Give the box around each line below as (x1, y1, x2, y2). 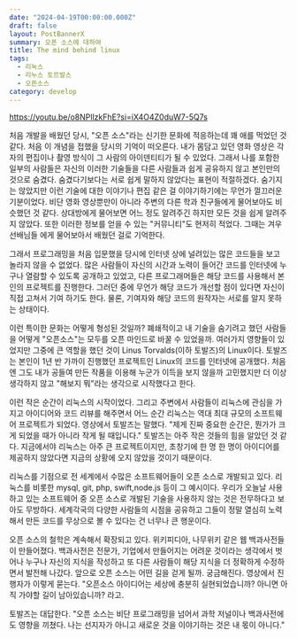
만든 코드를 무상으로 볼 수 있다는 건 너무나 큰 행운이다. (25, 515, 212, 525)
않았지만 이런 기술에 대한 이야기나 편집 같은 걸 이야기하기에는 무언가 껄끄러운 (18, 185, 283, 196)
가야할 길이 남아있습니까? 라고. (18, 589, 125, 600)
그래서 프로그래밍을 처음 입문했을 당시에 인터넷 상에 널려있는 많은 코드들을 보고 (9, 248, 281, 259)
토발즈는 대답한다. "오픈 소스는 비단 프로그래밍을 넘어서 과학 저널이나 (9, 608, 247, 619)
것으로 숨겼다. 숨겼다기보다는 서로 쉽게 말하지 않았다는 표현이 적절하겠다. (9, 174, 259, 184)
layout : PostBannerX (9, 29, 86, 38)
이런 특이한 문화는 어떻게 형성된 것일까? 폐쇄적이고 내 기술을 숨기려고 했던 (9, 323, 263, 333)
